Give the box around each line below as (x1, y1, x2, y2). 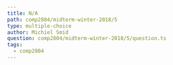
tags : (7, 41, 23, 48)
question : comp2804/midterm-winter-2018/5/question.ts (7, 35, 167, 42)
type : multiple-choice (7, 22, 72, 29)
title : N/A (7, 9, 38, 17)
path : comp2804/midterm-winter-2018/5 (7, 16, 118, 23)
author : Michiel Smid (7, 28, 69, 36)
